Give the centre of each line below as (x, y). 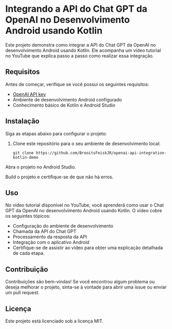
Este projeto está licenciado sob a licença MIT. (55, 321)
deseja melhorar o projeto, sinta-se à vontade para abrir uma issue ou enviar (86, 287)
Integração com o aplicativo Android (51, 242)
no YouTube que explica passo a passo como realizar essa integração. (80, 56)
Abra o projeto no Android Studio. (41, 167)
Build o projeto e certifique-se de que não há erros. (59, 177)
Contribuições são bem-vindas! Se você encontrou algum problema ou (80, 282)
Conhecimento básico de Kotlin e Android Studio (64, 105)
